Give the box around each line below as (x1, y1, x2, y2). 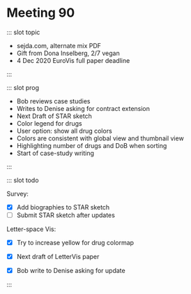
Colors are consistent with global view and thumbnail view (16, 134, 184, 142)
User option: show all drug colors (16, 126, 112, 135)
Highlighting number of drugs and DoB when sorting (16, 141, 167, 149)
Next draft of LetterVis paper (16, 253, 100, 261)
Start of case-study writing (16, 149, 95, 157)
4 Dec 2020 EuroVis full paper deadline (16, 56, 130, 64)
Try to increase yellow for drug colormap (16, 239, 134, 247)
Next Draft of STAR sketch (16, 112, 92, 120)
